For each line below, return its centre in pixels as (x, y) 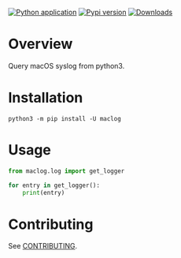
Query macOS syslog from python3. (66, 65)
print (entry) (44, 193)
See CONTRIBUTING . (42, 246)
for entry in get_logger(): (54, 185)
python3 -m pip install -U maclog (65, 118)
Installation (46, 98)
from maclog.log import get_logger (66, 171)
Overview (41, 44)
